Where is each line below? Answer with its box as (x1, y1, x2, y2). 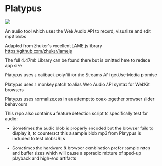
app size (5, 62, 22, 68)
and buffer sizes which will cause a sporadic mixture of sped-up (12, 150, 141, 156)
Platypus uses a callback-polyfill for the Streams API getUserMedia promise (5, 72, 157, 78)
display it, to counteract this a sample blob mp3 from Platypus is (12, 130, 141, 136)
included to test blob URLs (12, 135, 66, 141)
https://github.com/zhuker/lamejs (5, 48, 72, 54)
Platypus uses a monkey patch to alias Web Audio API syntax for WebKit (5, 81, 150, 87)
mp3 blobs (5, 33, 27, 39)
